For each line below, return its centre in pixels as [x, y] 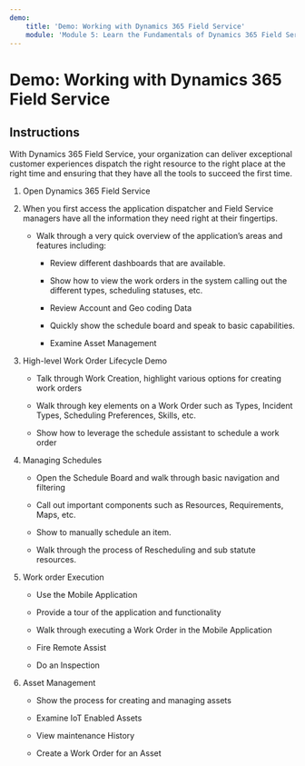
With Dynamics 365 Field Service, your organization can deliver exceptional [151, 154]
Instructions [44, 132]
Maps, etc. [56, 515]
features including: [71, 245]
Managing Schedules [62, 461]
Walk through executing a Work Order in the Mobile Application [154, 630]
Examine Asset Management [103, 343]
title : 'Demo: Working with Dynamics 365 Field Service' [136, 26]
